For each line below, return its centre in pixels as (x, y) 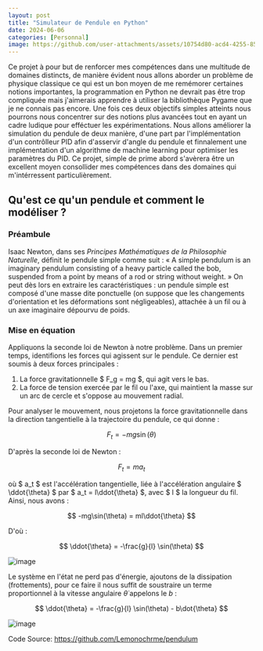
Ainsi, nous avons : (38, 500)
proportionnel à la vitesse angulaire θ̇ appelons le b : (93, 593)
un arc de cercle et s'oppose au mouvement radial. (101, 396)
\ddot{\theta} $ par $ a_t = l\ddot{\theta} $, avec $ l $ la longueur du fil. (123, 492)
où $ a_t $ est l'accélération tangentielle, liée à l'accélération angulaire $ (125, 484)
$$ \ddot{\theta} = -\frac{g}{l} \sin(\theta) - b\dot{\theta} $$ (131, 608)
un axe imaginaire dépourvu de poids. (69, 310)
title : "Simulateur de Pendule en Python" (78, 23)
